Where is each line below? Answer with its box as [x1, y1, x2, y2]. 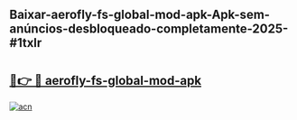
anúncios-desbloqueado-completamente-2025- [9, 22, 289, 37]
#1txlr [9, 35, 42, 51]
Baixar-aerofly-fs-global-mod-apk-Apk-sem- [9, 7, 271, 23]
